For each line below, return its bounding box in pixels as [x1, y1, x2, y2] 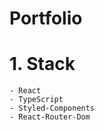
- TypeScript [9, 95, 64, 105]
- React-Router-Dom [9, 112, 91, 122]
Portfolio [9, 7, 83, 30]
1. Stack [9, 53, 76, 76]
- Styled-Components [9, 103, 96, 114]
